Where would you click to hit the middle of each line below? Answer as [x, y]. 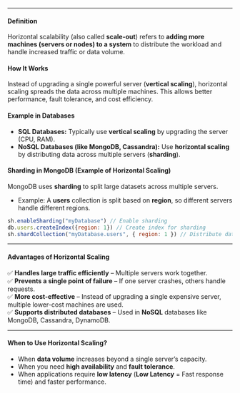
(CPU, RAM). [36, 139]
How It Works [28, 68]
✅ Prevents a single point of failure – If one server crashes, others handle [117, 281]
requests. [21, 289]
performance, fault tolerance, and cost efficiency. [80, 99]
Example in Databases [41, 116]
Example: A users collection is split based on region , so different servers [125, 200]
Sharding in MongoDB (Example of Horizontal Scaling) [89, 170]
